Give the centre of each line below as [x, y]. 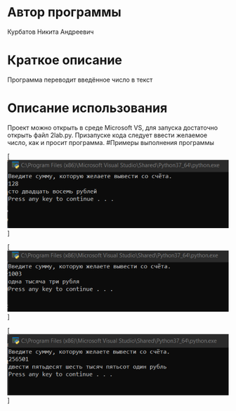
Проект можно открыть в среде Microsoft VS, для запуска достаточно [113, 127]
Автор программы [64, 12]
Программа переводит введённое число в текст [80, 80]
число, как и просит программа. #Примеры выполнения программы [111, 142]
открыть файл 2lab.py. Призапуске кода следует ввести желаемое [107, 135]
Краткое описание [65, 60]
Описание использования [87, 108]
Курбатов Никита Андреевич [51, 32]
